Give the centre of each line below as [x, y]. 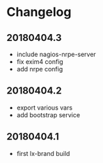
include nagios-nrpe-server [56, 54]
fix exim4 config [40, 62]
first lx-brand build [43, 153]
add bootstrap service [48, 114]
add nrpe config [40, 69]
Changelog [39, 12]
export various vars [45, 108]
